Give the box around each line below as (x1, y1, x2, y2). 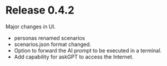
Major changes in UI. (5, 23, 56, 30)
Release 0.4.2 (5, 4, 75, 17)
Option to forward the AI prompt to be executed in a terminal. (14, 47, 162, 54)
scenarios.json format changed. (14, 41, 92, 48)
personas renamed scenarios (14, 34, 85, 41)
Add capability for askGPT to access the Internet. (14, 53, 133, 60)
